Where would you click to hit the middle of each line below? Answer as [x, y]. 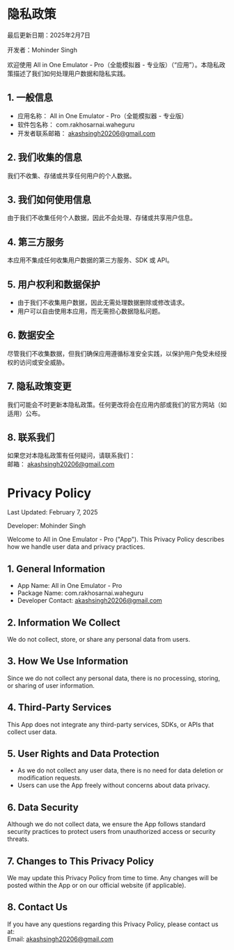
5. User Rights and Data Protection [84, 754]
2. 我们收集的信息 [45, 158]
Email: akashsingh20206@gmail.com [60, 939]
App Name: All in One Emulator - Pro [70, 586]
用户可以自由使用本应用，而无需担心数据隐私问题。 [91, 311]
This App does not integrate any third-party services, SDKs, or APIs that [110, 724]
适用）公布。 [25, 413]
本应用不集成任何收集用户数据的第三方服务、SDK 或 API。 [90, 260]
